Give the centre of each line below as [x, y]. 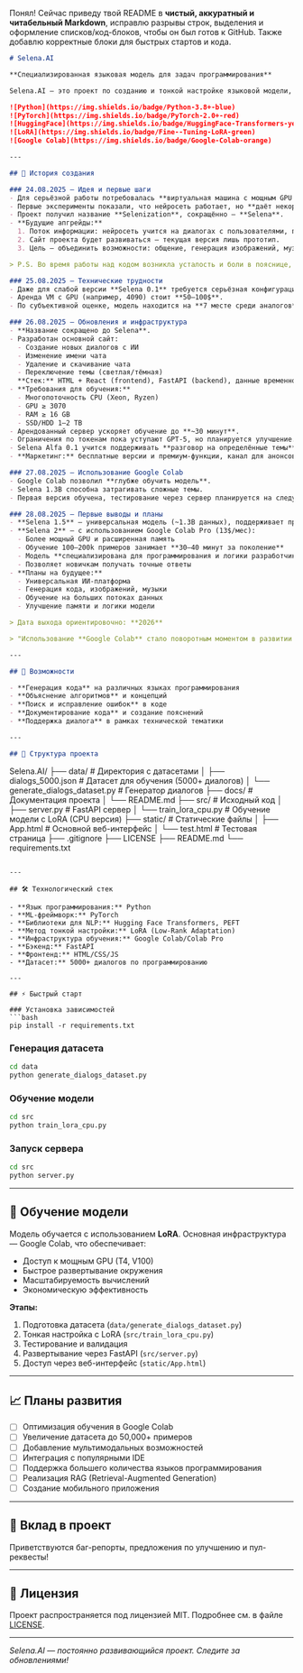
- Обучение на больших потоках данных [91, 598]
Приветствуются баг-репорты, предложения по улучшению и [129, 1547]
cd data [24, 1066]
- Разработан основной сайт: [64, 339]
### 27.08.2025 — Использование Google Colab [96, 473]
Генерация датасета [57, 1048]
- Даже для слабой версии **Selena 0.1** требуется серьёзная [129, 289]
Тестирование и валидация [75, 1344]
